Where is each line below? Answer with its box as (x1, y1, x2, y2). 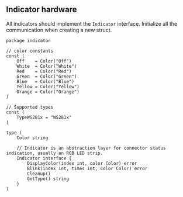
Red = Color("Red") (16, 68, 72, 74)
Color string (16, 134, 49, 141)
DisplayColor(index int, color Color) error (27, 160, 137, 166)
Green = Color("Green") (16, 73, 77, 80)
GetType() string (27, 175, 69, 182)
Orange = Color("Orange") (16, 89, 80, 95)
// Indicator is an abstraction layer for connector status (16, 145, 166, 151)
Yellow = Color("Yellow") (16, 84, 80, 89)
